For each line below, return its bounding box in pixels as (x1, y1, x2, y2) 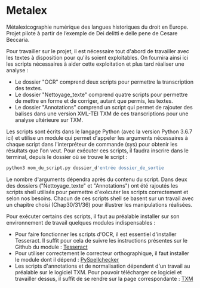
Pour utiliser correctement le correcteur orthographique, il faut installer (14, 249, 190, 257)
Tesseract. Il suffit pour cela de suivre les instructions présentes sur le (14, 237, 188, 244)
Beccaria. (6, 36, 30, 43)
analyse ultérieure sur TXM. (14, 116, 84, 123)
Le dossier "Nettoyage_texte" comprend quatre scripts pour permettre (14, 91, 188, 98)
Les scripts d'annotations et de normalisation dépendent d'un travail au (14, 262, 190, 269)
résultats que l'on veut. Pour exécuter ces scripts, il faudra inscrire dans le (6, 147, 189, 154)
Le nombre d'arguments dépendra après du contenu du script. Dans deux (6, 176, 187, 183)
